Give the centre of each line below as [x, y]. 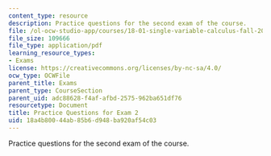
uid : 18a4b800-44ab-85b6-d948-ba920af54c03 [83, 121]
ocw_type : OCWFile [39, 76]
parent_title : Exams [43, 83]
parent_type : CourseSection [56, 90]
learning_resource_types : [52, 53]
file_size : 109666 [39, 38]
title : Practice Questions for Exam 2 [73, 113]
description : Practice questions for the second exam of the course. [128, 23]
